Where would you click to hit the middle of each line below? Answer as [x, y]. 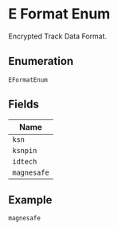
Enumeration [41, 61]
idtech [25, 161]
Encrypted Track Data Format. [58, 36]
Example [30, 200]
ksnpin [25, 150]
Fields [24, 105]
